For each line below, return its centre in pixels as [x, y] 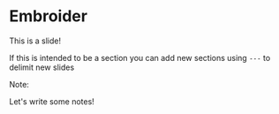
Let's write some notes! [52, 101]
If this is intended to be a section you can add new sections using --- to [140, 57]
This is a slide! [35, 41]
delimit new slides [42, 67]
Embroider [49, 16]
